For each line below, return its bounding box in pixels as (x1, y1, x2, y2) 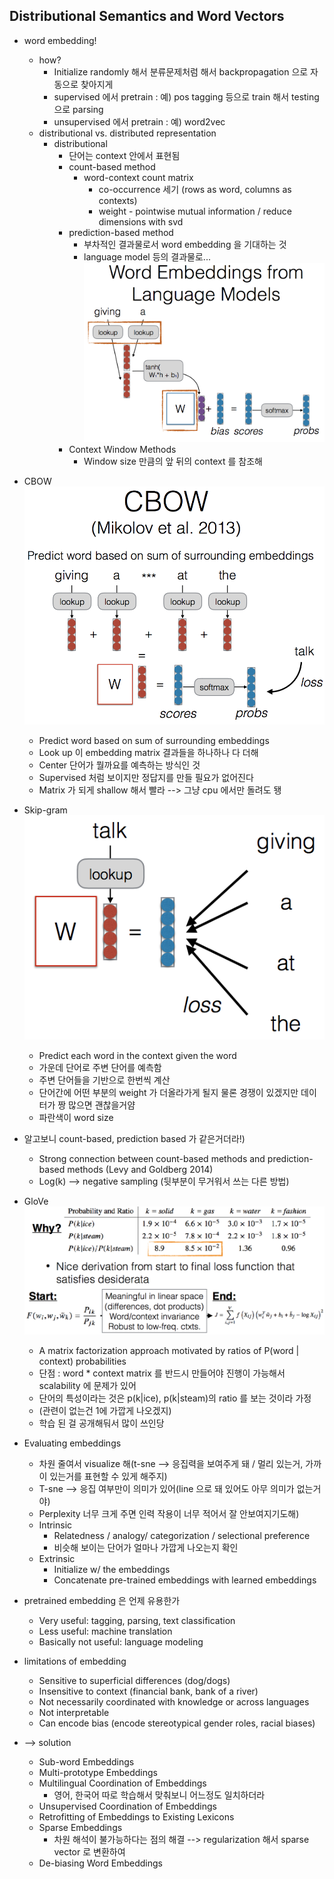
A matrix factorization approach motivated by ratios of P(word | (38, 1345, 300, 1357)
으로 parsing (53, 103, 104, 115)
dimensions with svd (98, 215, 184, 228)
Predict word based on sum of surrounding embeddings (38, 734, 270, 746)
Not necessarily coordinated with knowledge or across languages (38, 1696, 310, 1708)
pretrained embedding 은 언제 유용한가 (23, 1595, 181, 1607)
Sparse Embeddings (38, 1822, 123, 1834)
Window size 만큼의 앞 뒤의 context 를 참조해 (83, 455, 263, 468)
